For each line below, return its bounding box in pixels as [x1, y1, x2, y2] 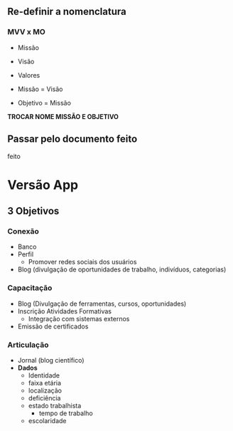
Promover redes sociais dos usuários [28, 258, 137, 266]
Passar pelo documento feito [7, 133, 138, 145]
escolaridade [28, 416, 67, 425]
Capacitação [7, 283, 53, 293]
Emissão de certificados [17, 322, 89, 331]
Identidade [28, 370, 60, 380]
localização [28, 386, 63, 395]
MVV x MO [7, 27, 45, 37]
